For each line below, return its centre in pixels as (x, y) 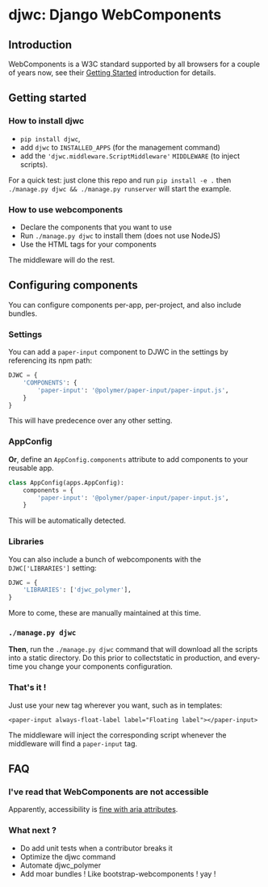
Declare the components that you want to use (96, 227)
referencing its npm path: (50, 360)
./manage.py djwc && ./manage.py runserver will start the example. (120, 188)
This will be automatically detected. (67, 521)
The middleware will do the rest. (62, 259)
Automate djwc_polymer (61, 865)
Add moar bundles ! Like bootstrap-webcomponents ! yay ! (118, 873)
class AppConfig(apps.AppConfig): (67, 482)
